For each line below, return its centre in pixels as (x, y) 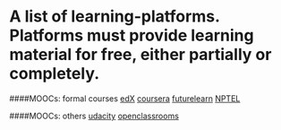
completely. (55, 74)
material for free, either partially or (140, 55)
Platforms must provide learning (132, 35)
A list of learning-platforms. (115, 17)
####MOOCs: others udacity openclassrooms (94, 116)
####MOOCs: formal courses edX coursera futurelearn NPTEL (125, 98)
